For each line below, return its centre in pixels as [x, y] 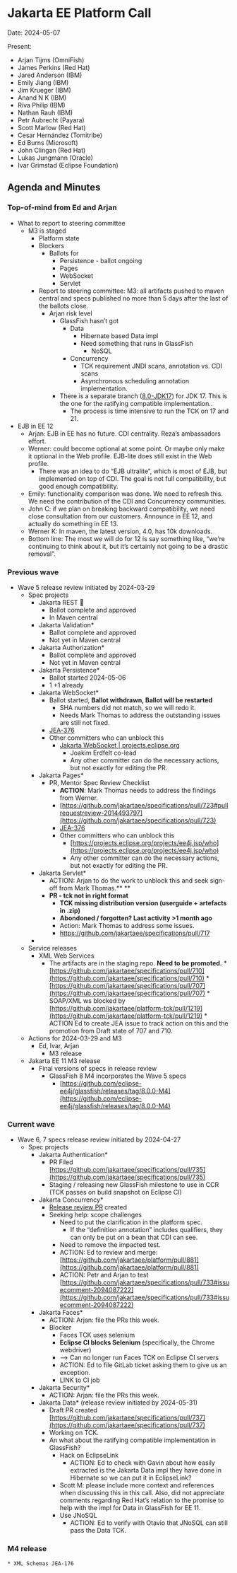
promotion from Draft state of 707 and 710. [111, 1031]
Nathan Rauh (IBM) [45, 112]
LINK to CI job [80, 1380]
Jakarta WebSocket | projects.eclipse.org [120, 745]
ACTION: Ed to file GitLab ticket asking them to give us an [143, 1365]
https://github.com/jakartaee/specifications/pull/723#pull [145, 805]
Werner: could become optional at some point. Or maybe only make [126, 448]
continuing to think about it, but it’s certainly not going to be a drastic [128, 546]
